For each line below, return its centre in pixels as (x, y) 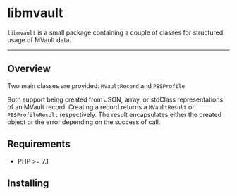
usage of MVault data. (39, 39)
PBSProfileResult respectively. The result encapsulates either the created (115, 114)
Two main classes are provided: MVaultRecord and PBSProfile (96, 85)
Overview (29, 69)
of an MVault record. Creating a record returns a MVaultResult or (101, 106)
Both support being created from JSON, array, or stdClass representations (115, 99)
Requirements (39, 144)
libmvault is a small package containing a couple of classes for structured (115, 32)
